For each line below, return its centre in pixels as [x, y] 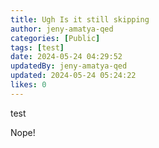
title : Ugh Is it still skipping [80, 19]
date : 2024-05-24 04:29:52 [66, 57]
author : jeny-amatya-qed [62, 29]
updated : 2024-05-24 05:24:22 [73, 76]
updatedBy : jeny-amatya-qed [69, 66]
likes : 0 [28, 85]
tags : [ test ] [37, 47]
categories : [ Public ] [55, 38]
